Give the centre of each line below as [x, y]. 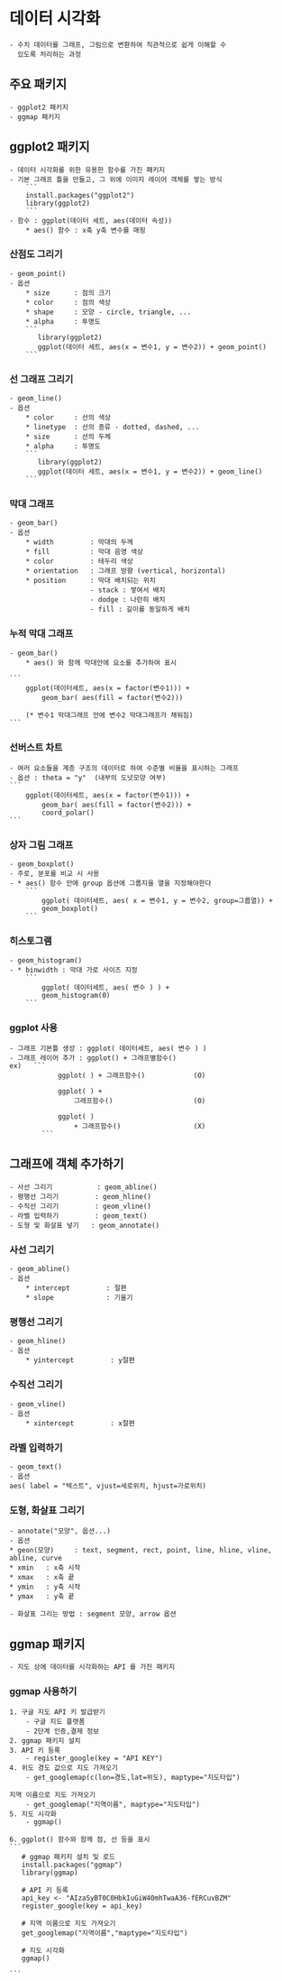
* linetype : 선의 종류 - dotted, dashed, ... [113, 428]
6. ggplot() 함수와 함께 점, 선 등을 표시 [80, 1840]
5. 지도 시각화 [33, 1814]
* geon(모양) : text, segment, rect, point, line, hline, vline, [141, 1551]
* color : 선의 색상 [68, 418]
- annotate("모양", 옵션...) [60, 1531]
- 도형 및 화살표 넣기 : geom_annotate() [85, 1225]
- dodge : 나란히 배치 [127, 600]
